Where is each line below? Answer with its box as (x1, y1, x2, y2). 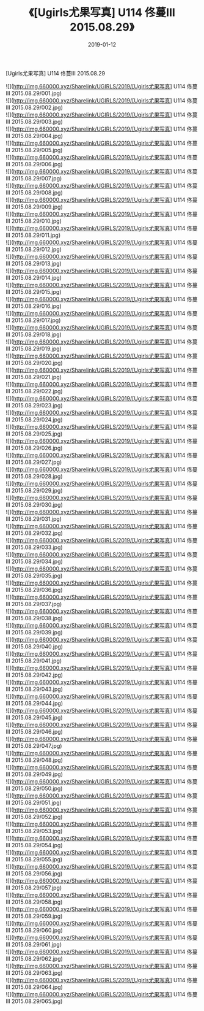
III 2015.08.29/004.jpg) (5, 132, 64, 139)
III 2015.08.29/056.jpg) (5, 869, 63, 877)
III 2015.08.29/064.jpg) (5, 983, 64, 991)
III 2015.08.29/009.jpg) (5, 203, 64, 210)
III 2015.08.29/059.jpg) (5, 912, 63, 920)
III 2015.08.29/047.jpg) (5, 742, 62, 749)
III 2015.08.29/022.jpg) (5, 387, 63, 394)
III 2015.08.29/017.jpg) (5, 317, 61, 324)
